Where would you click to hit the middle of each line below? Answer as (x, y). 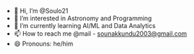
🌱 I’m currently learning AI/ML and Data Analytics (84, 26)
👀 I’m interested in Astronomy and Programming (83, 18)
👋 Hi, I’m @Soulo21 (41, 11)
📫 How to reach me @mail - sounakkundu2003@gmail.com (100, 34)
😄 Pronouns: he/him (43, 43)
